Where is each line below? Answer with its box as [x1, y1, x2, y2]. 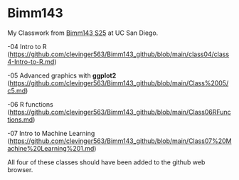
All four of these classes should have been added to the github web [7, 158, 206, 166]
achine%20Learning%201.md [7, 144, 95, 152]
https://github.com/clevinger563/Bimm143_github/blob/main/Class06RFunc [9, 107, 231, 116]
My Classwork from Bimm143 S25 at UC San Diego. [7, 28, 159, 37]
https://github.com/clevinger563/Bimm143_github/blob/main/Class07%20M [9, 137, 232, 145]
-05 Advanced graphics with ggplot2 [7, 71, 117, 80]
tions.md [7, 115, 33, 124]
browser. [7, 165, 33, 174]
